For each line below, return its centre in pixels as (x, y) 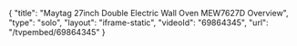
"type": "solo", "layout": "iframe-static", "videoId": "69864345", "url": (139, 23)
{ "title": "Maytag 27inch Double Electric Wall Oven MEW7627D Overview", (148, 13)
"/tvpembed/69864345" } (57, 32)
